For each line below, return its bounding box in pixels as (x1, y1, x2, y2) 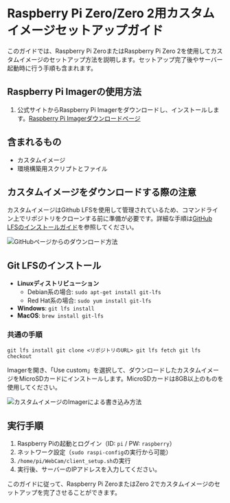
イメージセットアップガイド (7, 23, 163, 38)
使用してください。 (7, 383, 62, 392)
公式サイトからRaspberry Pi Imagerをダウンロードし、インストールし (16, 105, 214, 113)
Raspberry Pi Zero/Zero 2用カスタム (7, 5, 215, 21)
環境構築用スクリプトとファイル (16, 164, 108, 172)
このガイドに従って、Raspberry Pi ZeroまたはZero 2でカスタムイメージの (7, 480, 215, 488)
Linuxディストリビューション (16, 279, 100, 288)
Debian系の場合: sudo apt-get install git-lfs (27, 288, 161, 296)
